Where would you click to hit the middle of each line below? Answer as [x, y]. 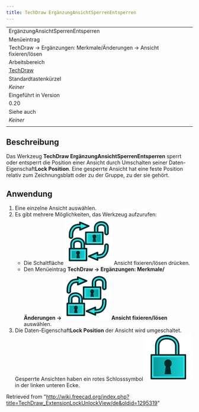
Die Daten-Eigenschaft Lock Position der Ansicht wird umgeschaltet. [98, 330]
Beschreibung [33, 142]
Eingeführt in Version [34, 95]
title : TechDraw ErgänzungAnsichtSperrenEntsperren [71, 12]
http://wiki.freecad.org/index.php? [88, 397]
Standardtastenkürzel [35, 79]
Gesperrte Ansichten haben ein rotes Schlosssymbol [79, 379]
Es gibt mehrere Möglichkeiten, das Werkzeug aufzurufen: [86, 215]
